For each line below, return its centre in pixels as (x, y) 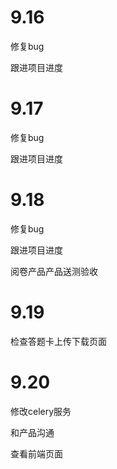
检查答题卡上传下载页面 (58, 341)
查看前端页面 (36, 453)
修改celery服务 (41, 411)
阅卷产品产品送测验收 (54, 271)
